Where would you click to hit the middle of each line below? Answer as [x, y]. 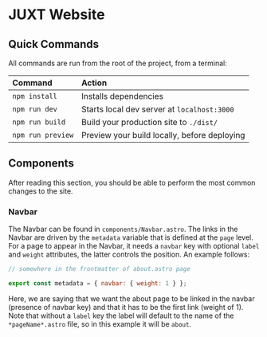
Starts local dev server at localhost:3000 [157, 109]
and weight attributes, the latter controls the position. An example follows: [129, 255]
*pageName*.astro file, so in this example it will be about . [100, 323]
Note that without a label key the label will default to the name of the [121, 315]
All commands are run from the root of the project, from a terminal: [118, 63]
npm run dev [35, 109]
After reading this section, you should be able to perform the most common [132, 182]
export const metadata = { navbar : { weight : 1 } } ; [98, 283]
